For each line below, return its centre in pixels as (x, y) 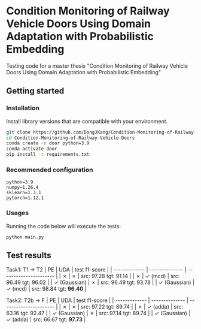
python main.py (25, 237)
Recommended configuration (50, 170)
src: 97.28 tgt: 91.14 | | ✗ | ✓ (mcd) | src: (130, 276)
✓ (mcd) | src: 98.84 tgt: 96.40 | (46, 289)
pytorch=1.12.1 (25, 198)
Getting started (35, 91)
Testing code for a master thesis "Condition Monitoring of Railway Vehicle (97, 66)
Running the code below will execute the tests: (64, 226)
